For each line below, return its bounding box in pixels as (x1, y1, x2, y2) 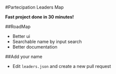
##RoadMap (5, 23, 31, 29)
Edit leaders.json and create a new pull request (12, 63, 111, 69)
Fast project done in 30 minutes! (5, 14, 74, 19)
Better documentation (12, 44, 57, 49)
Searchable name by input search (12, 38, 82, 44)
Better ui (12, 33, 30, 39)
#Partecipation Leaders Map (5, 4, 64, 10)
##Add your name (5, 53, 42, 59)
